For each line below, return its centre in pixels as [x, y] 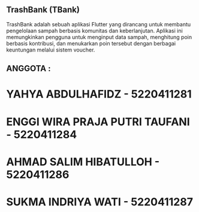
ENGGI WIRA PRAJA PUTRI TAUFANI [98, 122]
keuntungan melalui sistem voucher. [51, 50]
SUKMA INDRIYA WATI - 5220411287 [100, 202]
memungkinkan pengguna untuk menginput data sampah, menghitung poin [99, 37]
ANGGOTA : [28, 69]
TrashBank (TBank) [43, 10]
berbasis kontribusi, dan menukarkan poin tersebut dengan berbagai [91, 43]
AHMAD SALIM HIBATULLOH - [83, 162]
